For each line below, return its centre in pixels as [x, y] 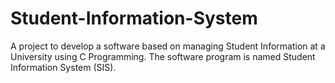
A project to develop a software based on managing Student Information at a [168, 46]
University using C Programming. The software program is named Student [163, 56]
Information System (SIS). [63, 67]
